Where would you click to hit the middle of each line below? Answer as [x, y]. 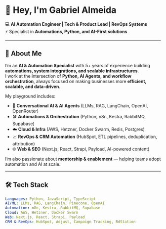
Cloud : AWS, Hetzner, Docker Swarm [42, 213]
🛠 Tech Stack [27, 185]
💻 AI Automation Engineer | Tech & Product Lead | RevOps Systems [76, 24]
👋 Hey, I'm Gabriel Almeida [61, 10]
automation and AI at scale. [33, 164]
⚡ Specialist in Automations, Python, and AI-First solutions [66, 31]
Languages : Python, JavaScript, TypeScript [51, 199]
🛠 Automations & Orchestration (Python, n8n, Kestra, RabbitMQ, [79, 116]
